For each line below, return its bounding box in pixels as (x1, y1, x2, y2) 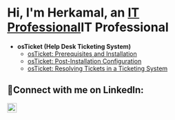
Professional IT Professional (7, 19, 169, 35)
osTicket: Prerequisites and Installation (27, 50, 138, 58)
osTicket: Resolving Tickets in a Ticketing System (27, 64, 168, 72)
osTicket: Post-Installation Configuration (27, 57, 142, 65)
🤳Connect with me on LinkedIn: (7, 84, 144, 96)
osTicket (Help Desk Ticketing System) (17, 42, 132, 50)
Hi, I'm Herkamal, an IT (7, 5, 140, 21)
